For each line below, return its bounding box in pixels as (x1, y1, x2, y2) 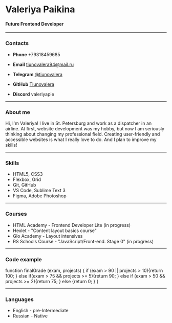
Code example (5, 256, 42, 263)
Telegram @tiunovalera (12, 71, 63, 77)
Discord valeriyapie (12, 91, 55, 97)
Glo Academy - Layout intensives (12, 233, 83, 239)
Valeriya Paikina (5, 4, 75, 15)
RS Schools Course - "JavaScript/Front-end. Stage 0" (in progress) (12, 238, 154, 244)
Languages (5, 295, 34, 303)
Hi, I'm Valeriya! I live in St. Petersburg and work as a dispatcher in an (5, 120, 152, 126)
